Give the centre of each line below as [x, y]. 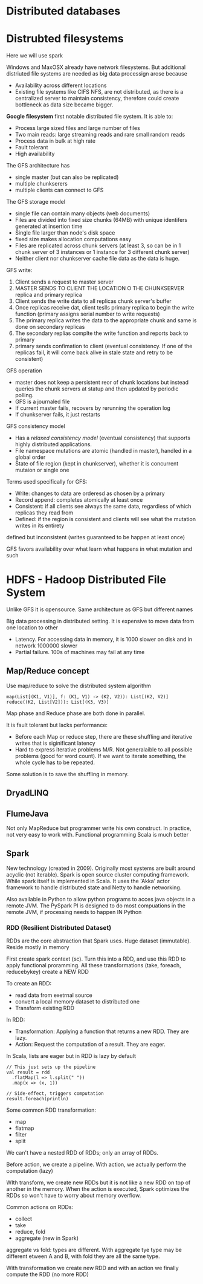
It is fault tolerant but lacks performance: [57, 725]
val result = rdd [28, 1072]
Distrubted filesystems [65, 39]
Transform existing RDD [44, 1008]
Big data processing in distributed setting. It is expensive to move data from [100, 621]
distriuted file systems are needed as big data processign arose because [97, 74]
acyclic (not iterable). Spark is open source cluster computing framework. [98, 874]
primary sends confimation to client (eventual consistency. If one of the [104, 346]
